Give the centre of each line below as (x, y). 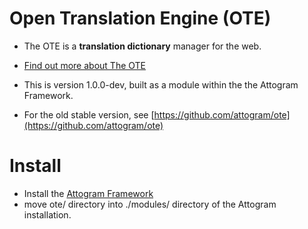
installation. (47, 214)
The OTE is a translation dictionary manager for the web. (142, 46)
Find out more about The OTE (84, 65)
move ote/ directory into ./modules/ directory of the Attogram (150, 204)
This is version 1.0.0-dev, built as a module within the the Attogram (161, 84)
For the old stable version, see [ (89, 114)
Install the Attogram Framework (88, 193)
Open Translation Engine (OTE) (140, 18)
